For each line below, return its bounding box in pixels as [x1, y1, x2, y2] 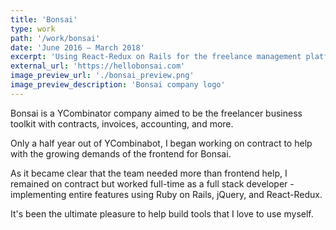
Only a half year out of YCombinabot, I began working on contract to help [10, 137, 313, 149]
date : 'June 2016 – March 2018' [10, 42, 145, 53]
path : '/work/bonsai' [10, 33, 101, 43]
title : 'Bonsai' [10, 14, 78, 25]
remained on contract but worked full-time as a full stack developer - [10, 177, 295, 190]
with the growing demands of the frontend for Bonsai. [10, 147, 232, 160]
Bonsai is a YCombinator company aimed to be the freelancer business [10, 107, 303, 119]
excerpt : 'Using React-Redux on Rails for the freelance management [10, 52, 302, 62]
